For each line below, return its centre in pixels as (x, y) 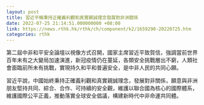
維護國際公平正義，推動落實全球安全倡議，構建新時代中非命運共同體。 (94, 96)
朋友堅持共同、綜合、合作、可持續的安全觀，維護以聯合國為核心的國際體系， (102, 88)
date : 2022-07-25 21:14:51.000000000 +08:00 (63, 23)
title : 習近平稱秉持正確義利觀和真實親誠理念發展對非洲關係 (72, 18)
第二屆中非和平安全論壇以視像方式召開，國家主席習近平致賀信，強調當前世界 (102, 53)
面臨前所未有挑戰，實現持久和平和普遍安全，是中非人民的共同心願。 (97, 68)
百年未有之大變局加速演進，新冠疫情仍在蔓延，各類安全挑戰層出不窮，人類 (99, 60)
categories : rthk (28, 35)
